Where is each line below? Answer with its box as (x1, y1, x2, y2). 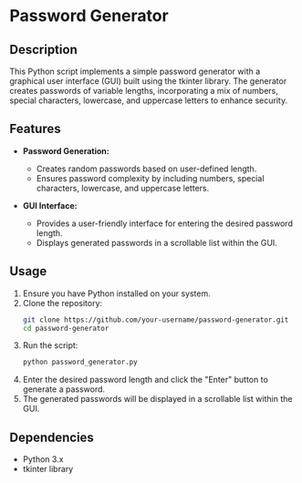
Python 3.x (22, 454, 64, 465)
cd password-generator (22, 324, 109, 333)
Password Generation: (22, 145, 109, 156)
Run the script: (22, 340, 78, 351)
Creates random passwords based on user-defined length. (36, 163, 257, 174)
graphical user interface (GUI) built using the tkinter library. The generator (9, 76, 287, 87)
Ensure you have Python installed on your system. (22, 288, 212, 299)
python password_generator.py (22, 357, 139, 367)
